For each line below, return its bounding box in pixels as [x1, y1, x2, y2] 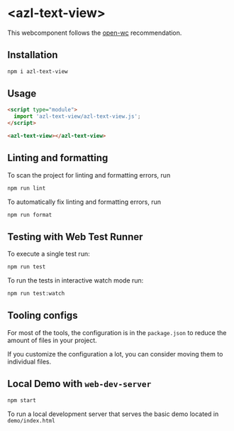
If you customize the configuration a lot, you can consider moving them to [7, 349, 223, 358]
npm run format [7, 211, 52, 218]
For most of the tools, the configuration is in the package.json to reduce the [7, 328, 227, 337]
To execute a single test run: [7, 250, 90, 258]
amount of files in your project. [7, 336, 97, 344]
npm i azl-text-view [7, 67, 69, 75]
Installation [7, 49, 58, 61]
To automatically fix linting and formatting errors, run [7, 197, 162, 206]
